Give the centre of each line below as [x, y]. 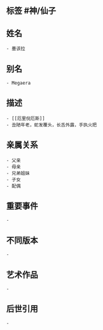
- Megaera [19, 83]
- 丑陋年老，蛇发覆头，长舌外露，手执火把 [52, 125]
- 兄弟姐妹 [18, 173]
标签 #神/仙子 [31, 11]
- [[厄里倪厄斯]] [26, 118]
